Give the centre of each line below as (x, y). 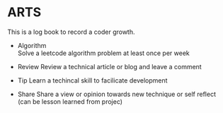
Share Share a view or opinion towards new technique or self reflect (116, 94)
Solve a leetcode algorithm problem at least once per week (103, 53)
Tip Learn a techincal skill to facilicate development (92, 80)
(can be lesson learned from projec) (70, 101)
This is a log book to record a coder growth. (72, 32)
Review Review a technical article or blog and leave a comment (109, 66)
